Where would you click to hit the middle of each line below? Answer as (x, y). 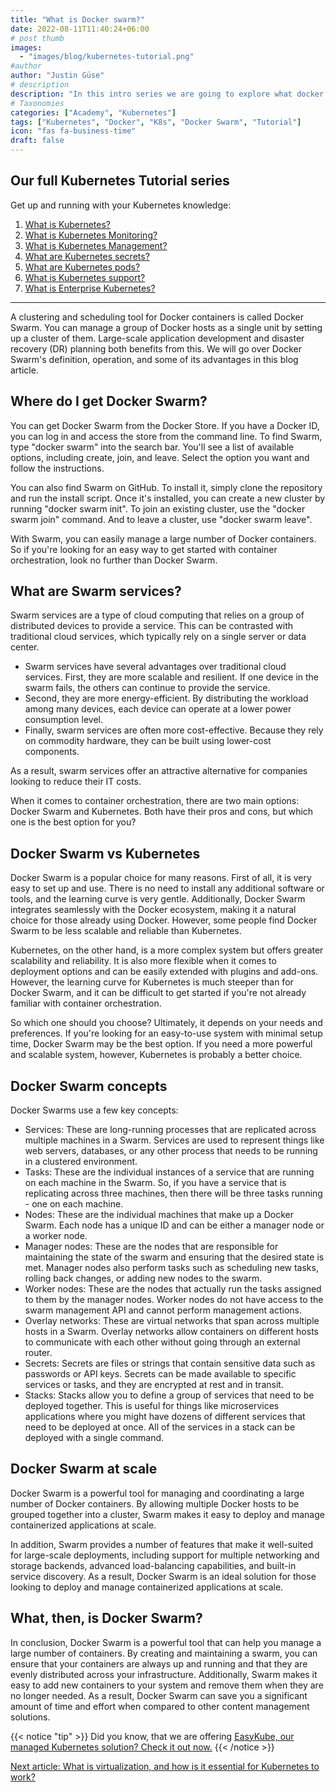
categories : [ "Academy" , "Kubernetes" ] (93, 112)
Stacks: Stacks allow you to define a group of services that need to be (169, 1395)
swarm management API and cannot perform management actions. (163, 1310)
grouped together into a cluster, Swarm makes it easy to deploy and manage (167, 1514)
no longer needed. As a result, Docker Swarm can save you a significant (159, 1695)
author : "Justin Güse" (57, 76)
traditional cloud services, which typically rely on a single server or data (158, 637)
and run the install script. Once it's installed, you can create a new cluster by (168, 498)
